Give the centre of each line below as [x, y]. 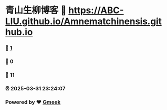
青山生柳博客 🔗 [36, 10]
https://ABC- [96, 10]
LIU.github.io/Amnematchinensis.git [83, 21]
